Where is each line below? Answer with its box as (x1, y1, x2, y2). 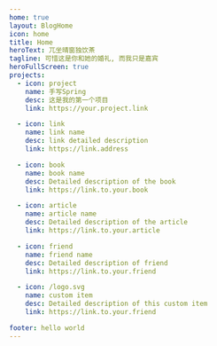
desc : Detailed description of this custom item (25, 299, 208, 309)
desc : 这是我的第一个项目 (25, 95, 109, 105)
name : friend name (25, 250, 93, 259)
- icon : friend (17, 241, 74, 251)
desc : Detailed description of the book (25, 177, 176, 186)
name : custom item (25, 291, 93, 300)
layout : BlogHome (9, 21, 74, 30)
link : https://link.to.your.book (25, 185, 149, 194)
